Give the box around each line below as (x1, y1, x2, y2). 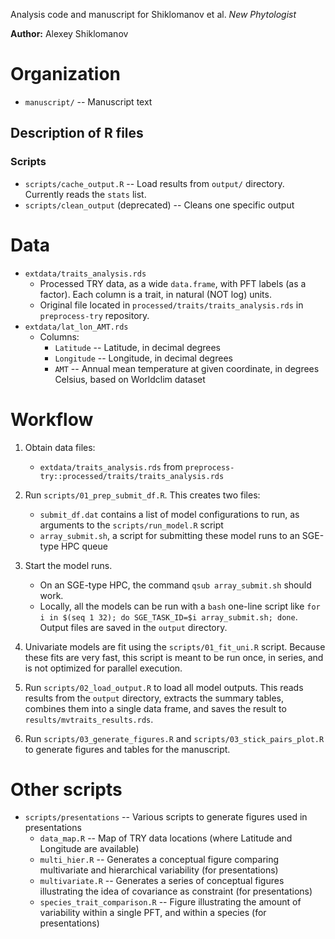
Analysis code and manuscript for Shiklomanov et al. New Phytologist (10, 9, 297, 20)
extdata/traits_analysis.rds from (39, 460, 183, 473)
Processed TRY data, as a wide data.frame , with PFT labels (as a (39, 277, 307, 289)
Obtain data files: (24, 441, 96, 453)
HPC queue (60, 540, 108, 552)
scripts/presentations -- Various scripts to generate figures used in (24, 811, 308, 823)
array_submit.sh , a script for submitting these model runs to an (39, 529, 300, 541)
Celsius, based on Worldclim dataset (54, 373, 206, 385)
